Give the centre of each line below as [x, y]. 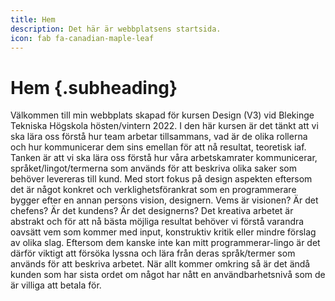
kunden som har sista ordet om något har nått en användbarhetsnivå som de [168, 275]
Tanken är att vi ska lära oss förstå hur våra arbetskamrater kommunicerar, [164, 158]
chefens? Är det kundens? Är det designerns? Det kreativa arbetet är [152, 211]
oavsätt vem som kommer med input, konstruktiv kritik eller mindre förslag [163, 232]
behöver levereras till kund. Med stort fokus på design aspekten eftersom [161, 179]
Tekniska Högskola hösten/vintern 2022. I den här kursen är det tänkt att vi [164, 126]
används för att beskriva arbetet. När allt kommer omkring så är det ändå [160, 264]
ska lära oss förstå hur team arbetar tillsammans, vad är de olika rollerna [159, 137]
